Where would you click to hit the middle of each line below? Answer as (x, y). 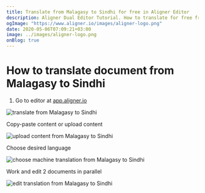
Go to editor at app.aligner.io (51, 100)
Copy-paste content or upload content (55, 124)
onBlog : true (23, 40)
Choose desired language (39, 148)
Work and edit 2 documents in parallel (54, 171)
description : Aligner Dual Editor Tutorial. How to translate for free (99, 18)
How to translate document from (90, 71)
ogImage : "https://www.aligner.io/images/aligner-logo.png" (85, 23)
